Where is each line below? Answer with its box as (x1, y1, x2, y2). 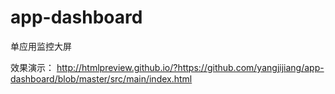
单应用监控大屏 (10, 40, 72, 52)
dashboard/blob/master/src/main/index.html (10, 72, 193, 85)
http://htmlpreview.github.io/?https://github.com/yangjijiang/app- (56, 61, 325, 73)
